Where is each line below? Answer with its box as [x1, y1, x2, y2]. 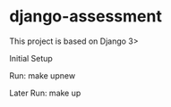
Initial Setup [9, 53, 54, 63]
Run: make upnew [9, 70, 76, 81]
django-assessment [9, 6, 163, 27]
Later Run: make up [9, 87, 81, 98]
